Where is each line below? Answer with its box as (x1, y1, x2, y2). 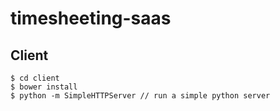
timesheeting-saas (10, 7, 172, 30)
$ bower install (10, 82, 78, 92)
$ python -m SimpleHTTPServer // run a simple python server (10, 91, 271, 101)
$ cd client (10, 73, 60, 83)
